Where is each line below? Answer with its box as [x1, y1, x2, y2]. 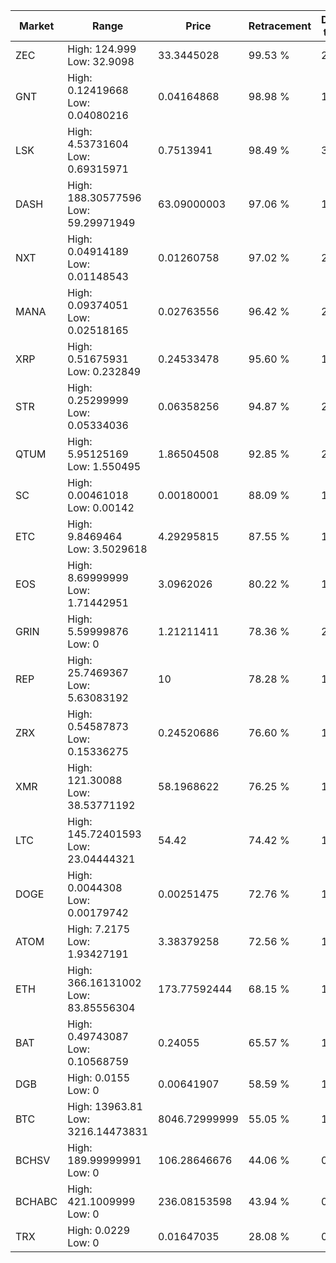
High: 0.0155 [67, 1071, 131, 1084]
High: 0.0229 [67, 1224, 131, 1237]
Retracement [248, 19, 312, 33]
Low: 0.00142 [67, 501, 135, 514]
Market [18, 19, 55, 33]
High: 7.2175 [67, 922, 131, 936]
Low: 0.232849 [67, 365, 142, 378]
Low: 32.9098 [67, 55, 135, 68]
